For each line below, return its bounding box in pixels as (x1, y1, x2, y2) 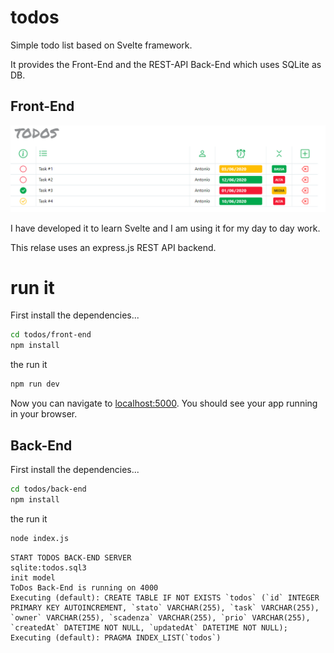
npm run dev (10, 379, 60, 390)
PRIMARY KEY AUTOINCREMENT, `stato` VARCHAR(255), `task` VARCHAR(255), (10, 602, 320, 613)
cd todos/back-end (10, 484, 87, 494)
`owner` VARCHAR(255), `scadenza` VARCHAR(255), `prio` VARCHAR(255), (10, 612, 311, 623)
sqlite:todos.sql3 (10, 562, 87, 573)
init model (10, 572, 56, 583)
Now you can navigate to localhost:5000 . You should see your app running (10, 397, 318, 410)
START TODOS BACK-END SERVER (10, 552, 132, 563)
